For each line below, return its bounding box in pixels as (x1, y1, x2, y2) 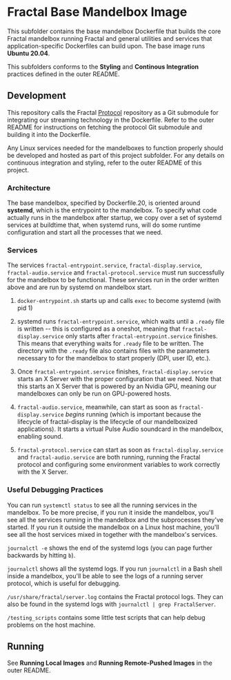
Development (7, 90, 67, 102)
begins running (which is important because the (65, 410, 201, 419)
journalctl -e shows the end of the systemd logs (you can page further (7, 544, 212, 552)
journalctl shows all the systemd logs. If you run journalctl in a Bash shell (7, 564, 223, 573)
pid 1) (17, 304, 33, 312)
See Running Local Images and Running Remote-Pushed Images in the (7, 659, 212, 668)
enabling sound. (17, 432, 63, 441)
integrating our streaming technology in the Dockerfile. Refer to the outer (7, 116, 214, 124)
